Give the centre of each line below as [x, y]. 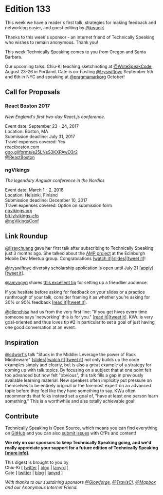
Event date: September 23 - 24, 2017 [42, 126]
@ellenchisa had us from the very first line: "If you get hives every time [76, 312]
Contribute [22, 416]
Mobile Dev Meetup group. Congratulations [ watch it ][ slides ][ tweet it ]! [75, 258]
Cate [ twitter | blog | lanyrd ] [34, 473]
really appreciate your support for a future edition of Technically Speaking [81, 448]
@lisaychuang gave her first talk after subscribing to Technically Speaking [79, 248]
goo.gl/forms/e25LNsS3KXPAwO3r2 [41, 152]
